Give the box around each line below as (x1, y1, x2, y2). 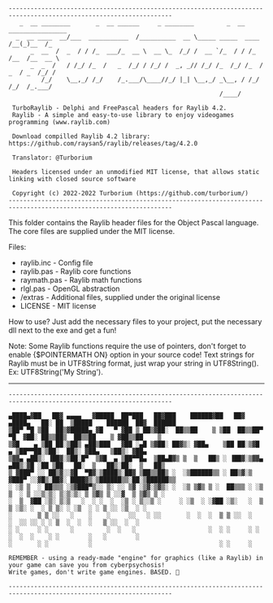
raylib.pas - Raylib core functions (19, 267, 132, 276)
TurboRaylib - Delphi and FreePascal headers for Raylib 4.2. (11, 104, 227, 112)
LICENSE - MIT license (19, 301, 97, 310)
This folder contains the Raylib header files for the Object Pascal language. (8, 218, 259, 228)
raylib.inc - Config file (19, 258, 93, 267)
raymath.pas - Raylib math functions (19, 275, 142, 284)
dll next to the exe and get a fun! (8, 326, 117, 335)
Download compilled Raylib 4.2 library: (11, 132, 151, 141)
